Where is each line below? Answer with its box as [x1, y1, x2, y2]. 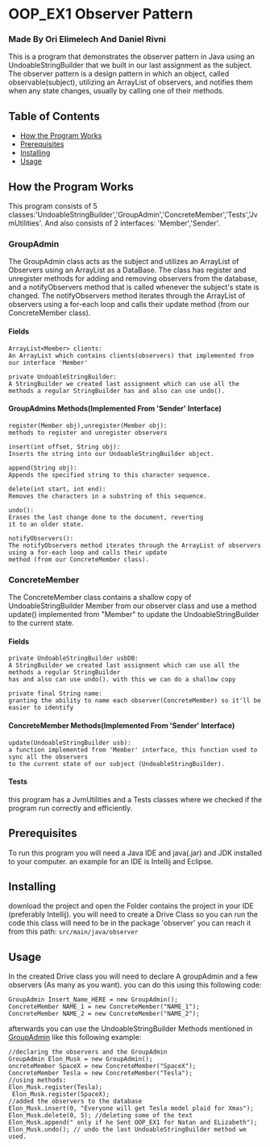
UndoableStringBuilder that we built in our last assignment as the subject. [8, 60, 252, 70]
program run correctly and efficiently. [8, 803, 133, 813]
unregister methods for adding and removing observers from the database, [8, 274, 258, 284]
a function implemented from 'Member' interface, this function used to [8, 746, 258, 754]
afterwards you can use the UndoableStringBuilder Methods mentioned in [8, 1024, 253, 1033]
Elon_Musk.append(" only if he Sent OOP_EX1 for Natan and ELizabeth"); [8, 1119, 258, 1127]
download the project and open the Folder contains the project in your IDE [8, 901, 254, 911]
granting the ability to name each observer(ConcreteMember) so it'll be [8, 697, 262, 705]
